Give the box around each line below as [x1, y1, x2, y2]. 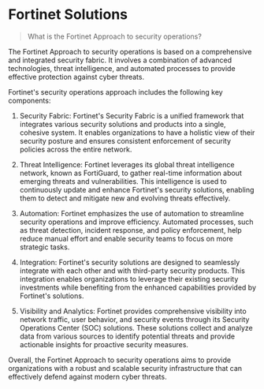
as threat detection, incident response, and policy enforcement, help [19, 225, 242, 234]
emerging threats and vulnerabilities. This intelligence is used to [19, 176, 227, 186]
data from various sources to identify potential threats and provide [19, 331, 235, 341]
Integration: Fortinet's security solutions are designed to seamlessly [19, 257, 240, 267]
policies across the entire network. [19, 144, 132, 154]
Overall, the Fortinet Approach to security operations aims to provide [8, 355, 231, 365]
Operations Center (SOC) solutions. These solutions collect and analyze [19, 323, 254, 332]
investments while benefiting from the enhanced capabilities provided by [19, 282, 257, 292]
